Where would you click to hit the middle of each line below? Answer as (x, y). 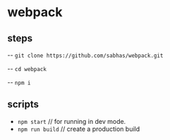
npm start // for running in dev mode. (72, 121)
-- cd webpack (27, 69)
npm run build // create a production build (79, 129)
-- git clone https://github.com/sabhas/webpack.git (85, 55)
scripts (23, 104)
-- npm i (19, 82)
